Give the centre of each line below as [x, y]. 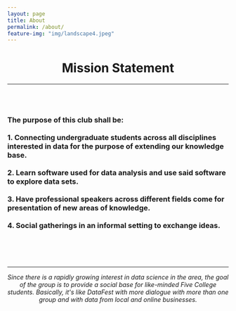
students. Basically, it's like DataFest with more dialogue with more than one [118, 292]
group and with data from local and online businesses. [118, 300]
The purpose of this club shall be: [66, 120]
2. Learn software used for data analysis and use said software [117, 173]
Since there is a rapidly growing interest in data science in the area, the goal [118, 277]
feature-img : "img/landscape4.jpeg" [61, 33]
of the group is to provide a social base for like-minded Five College [118, 285]
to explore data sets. [43, 182]
